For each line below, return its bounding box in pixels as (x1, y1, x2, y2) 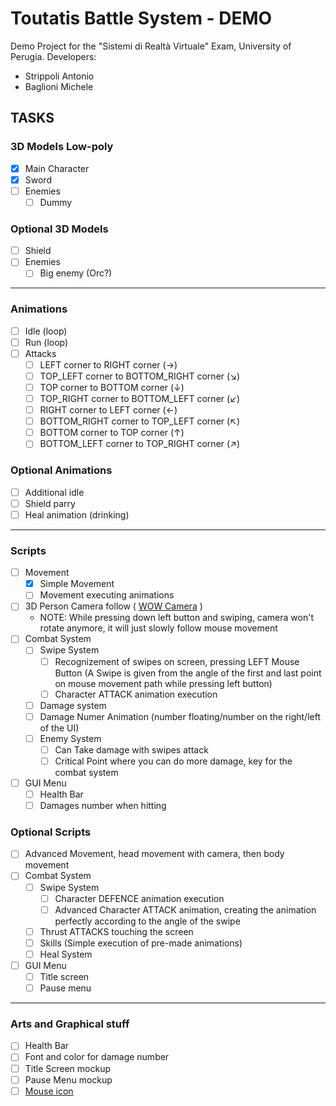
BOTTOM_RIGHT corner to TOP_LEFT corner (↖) (39, 415, 241, 427)
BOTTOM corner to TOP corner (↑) (39, 427, 185, 439)
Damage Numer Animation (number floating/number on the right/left (39, 710, 321, 722)
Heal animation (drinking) (24, 508, 130, 521)
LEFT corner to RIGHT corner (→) (39, 358, 178, 371)
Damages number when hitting (39, 800, 167, 812)
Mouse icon (24, 1085, 74, 1097)
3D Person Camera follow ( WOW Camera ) (24, 600, 203, 612)
